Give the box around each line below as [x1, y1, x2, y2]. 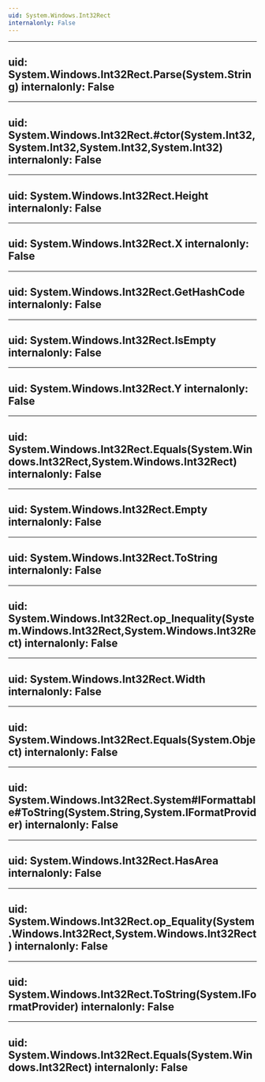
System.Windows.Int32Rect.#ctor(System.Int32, [8, 128, 256, 142]
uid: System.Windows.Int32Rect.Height [8, 189, 209, 202]
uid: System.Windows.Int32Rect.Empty [8, 503, 207, 517]
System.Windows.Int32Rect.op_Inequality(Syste [8, 612, 255, 626]
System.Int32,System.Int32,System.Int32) [8, 140, 223, 154]
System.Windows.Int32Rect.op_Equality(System [8, 915, 255, 928]
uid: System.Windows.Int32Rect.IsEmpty [8, 333, 217, 347]
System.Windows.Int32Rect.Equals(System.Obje [8, 733, 256, 747]
